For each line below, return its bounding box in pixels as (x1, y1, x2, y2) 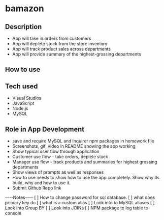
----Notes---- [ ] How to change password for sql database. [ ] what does (5, 194, 155, 200)
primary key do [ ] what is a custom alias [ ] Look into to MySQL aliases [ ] (5, 200, 155, 206)
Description (5, 23, 42, 31)
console (5, 210, 22, 216)
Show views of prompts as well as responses (12, 169, 104, 175)
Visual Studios (12, 95, 42, 101)
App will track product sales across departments (12, 46, 111, 52)
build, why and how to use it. (12, 180, 71, 186)
